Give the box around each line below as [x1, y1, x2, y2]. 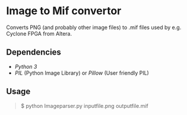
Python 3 [14, 63, 37, 70]
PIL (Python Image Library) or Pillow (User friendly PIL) [14, 69, 150, 76]
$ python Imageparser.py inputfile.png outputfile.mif [20, 102, 148, 109]
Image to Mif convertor [6, 4, 122, 18]
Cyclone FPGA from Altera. [6, 30, 72, 37]
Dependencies [6, 47, 61, 57]
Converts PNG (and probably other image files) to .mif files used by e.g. [6, 24, 182, 31]
